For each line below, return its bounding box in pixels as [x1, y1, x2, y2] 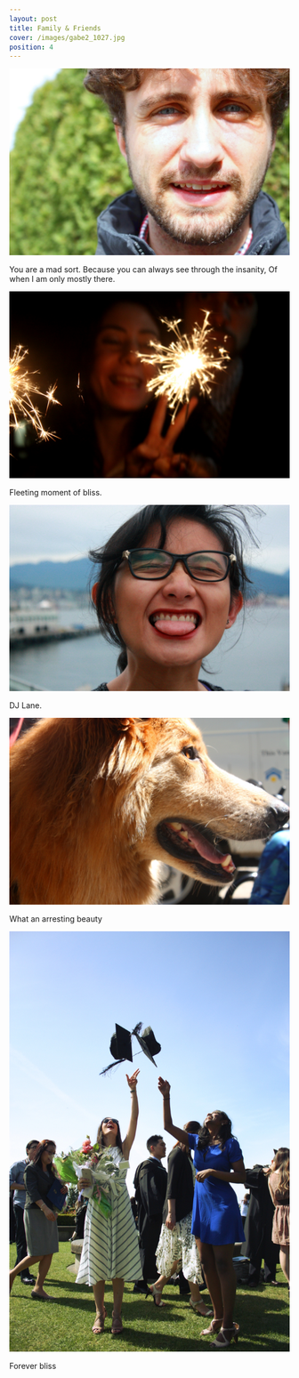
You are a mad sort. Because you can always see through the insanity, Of [9, 263, 278, 275]
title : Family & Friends [9, 23, 101, 33]
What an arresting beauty [9, 913, 102, 924]
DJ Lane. [9, 700, 43, 711]
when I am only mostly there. [9, 273, 116, 284]
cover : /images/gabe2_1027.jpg [9, 33, 125, 42]
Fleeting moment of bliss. [9, 487, 102, 497]
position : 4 [9, 43, 53, 52]
